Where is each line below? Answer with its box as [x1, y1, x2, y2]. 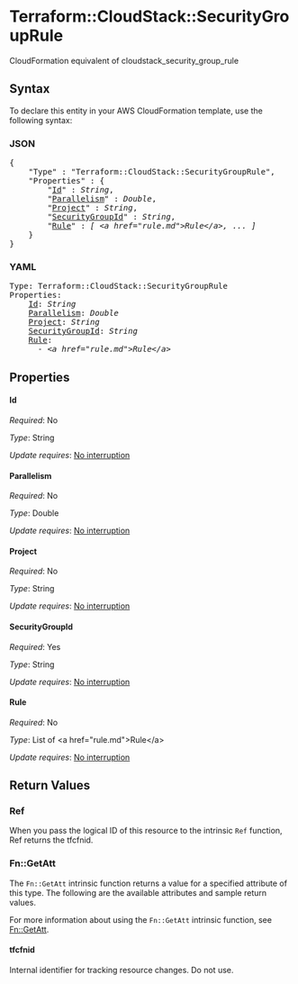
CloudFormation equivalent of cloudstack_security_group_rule [9, 55, 239, 66]
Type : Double [9, 508, 59, 519]
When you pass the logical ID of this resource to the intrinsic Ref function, [9, 826, 283, 836]
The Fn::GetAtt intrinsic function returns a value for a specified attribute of [9, 878, 288, 889]
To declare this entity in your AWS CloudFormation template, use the [9, 105, 263, 116]
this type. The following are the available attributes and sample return [9, 887, 267, 898]
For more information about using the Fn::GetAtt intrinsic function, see [9, 914, 273, 925]
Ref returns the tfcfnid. [9, 835, 94, 845]
